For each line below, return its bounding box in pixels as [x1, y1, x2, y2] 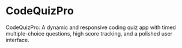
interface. [5, 36, 29, 43]
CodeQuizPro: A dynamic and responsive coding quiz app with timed [5, 24, 177, 31]
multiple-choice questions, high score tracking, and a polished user [5, 30, 172, 37]
